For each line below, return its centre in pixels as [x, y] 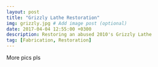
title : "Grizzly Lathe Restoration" [53, 18]
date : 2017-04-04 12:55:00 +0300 [49, 29]
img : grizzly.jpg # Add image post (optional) [67, 23]
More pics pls [24, 58]
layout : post [23, 12]
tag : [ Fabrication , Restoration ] [49, 40]
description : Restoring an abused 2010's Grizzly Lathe [79, 35]
